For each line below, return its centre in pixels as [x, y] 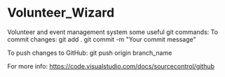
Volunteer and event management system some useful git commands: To [113, 32]
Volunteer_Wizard [61, 13]
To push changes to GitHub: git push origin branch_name [90, 53]
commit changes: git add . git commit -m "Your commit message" [102, 39]
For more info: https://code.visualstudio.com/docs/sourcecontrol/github [111, 66]
